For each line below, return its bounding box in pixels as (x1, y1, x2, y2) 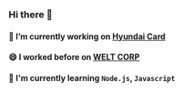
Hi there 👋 (8, 8, 54, 21)
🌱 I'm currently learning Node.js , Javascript (8, 72, 176, 83)
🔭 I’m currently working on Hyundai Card (8, 31, 166, 42)
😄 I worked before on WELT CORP (8, 52, 140, 63)
